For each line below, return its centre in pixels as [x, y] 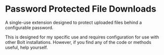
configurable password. [29, 27]
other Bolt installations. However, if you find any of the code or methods [78, 42]
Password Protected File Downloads [81, 9]
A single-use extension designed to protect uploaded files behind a [74, 22]
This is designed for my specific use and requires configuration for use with [82, 37]
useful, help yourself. [26, 47]
